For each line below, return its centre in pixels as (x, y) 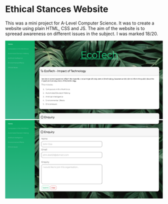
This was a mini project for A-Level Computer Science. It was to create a (80, 23)
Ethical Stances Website (57, 9)
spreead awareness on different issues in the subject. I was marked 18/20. (82, 33)
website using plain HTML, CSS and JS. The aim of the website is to (75, 28)
